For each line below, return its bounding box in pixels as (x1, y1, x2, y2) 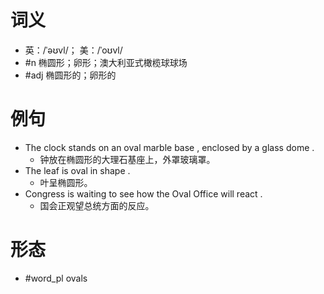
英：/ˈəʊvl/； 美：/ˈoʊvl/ (24, 44, 123, 56)
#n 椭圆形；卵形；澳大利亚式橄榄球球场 (24, 56, 188, 68)
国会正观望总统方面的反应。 (39, 199, 155, 211)
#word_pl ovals (24, 272, 88, 284)
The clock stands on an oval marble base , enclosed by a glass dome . (24, 141, 315, 153)
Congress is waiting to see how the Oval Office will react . (24, 187, 263, 200)
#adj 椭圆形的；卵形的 (24, 69, 117, 81)
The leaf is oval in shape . (24, 164, 131, 176)
